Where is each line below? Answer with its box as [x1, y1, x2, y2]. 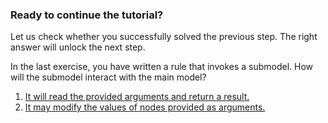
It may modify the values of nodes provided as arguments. [24, 101, 266, 113]
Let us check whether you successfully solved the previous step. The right [10, 31, 318, 43]
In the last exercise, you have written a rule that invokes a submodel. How [10, 61, 314, 73]
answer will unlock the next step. [10, 41, 146, 53]
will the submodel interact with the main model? [10, 71, 207, 83]
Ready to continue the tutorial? [10, 8, 164, 22]
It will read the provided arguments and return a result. [24, 91, 250, 103]
